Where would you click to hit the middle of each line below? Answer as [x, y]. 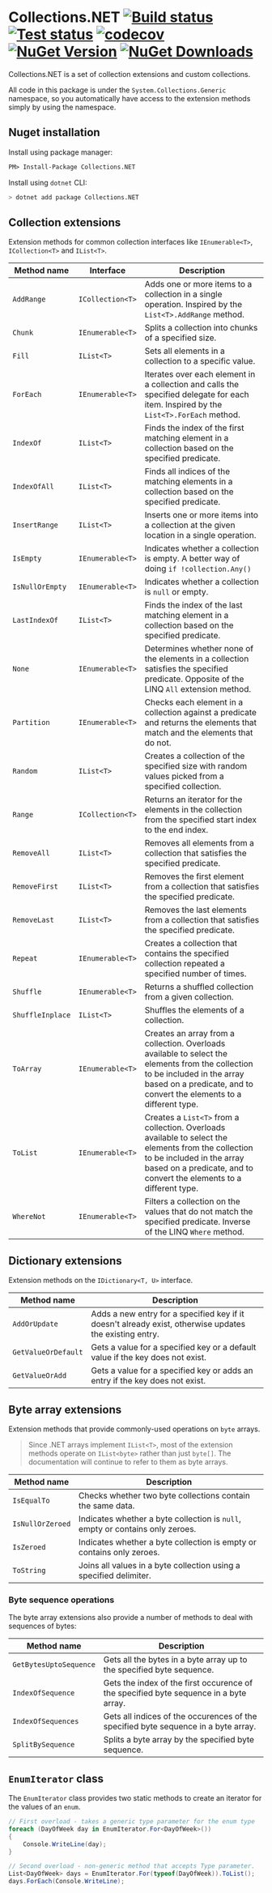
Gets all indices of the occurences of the [180, 1716]
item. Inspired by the [183, 405]
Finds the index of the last [193, 605]
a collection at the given [190, 525]
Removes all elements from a [200, 843]
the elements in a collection [197, 659]
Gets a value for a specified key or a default [174, 1347]
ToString [29, 1570]
